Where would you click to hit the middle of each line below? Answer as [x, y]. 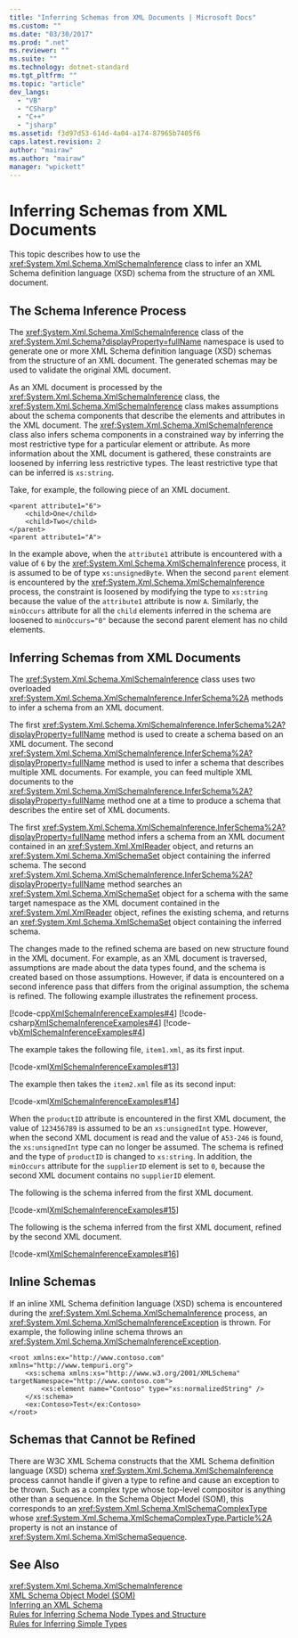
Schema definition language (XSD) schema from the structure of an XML [142, 274]
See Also [34, 1564]
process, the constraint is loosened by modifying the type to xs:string [139, 592]
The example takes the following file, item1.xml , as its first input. [127, 1049]
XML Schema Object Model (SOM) [72, 1595]
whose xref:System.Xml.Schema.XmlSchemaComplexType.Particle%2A [141, 1518]
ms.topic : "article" [48, 84]
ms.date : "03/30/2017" [51, 34]
